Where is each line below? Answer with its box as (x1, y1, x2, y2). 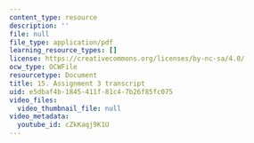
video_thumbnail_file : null (17, 104, 122, 113)
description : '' (9, 21, 70, 30)
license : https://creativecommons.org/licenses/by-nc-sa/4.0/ (9, 54, 245, 63)
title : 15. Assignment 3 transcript (9, 79, 145, 88)
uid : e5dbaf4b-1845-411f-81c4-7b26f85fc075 (9, 87, 174, 96)
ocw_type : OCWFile (9, 63, 78, 72)
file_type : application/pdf (9, 37, 114, 47)
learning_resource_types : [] (9, 46, 118, 55)
